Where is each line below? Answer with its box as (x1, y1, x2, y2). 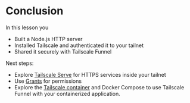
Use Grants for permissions (14, 77, 82, 85)
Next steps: (5, 60, 34, 67)
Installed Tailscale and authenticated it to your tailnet (14, 42, 144, 49)
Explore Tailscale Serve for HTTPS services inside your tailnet (14, 71, 166, 78)
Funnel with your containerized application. (14, 90, 120, 97)
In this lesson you (5, 24, 49, 31)
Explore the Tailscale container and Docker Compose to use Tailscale (14, 83, 185, 90)
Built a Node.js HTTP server (14, 35, 83, 42)
